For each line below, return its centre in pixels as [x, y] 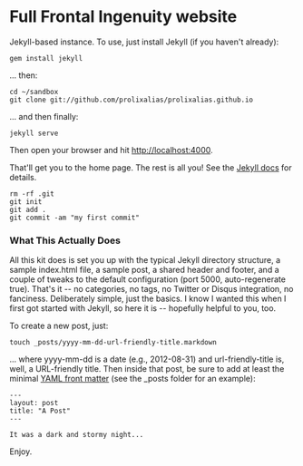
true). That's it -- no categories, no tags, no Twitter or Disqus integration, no [151, 289]
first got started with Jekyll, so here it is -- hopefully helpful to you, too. [143, 308]
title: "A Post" [40, 411]
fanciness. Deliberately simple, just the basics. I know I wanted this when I [148, 299]
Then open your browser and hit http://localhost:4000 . [111, 150]
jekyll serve [34, 133]
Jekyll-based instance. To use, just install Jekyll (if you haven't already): [144, 42]
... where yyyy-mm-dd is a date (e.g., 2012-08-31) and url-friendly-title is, [147, 359]
